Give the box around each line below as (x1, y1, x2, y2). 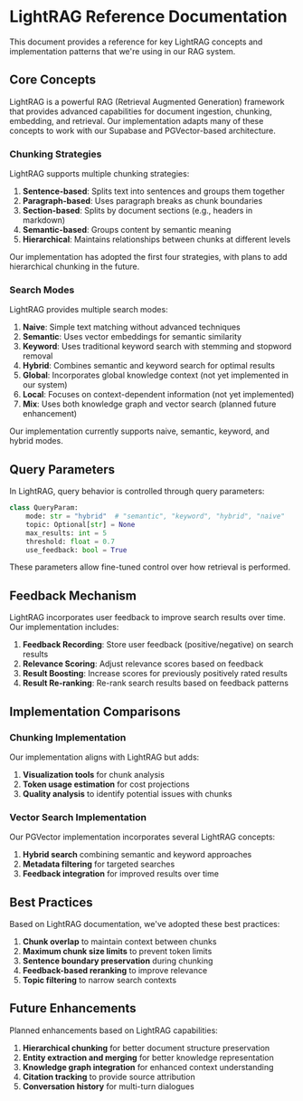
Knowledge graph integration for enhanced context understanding (22, 1061, 274, 1072)
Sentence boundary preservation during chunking (22, 955, 213, 966)
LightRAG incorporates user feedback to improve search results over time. (9, 612, 287, 623)
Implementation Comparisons (9, 704, 181, 719)
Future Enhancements (9, 1000, 137, 1016)
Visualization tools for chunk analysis (22, 769, 166, 780)
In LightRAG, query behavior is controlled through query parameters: (9, 486, 265, 497)
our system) (22, 379, 68, 390)
